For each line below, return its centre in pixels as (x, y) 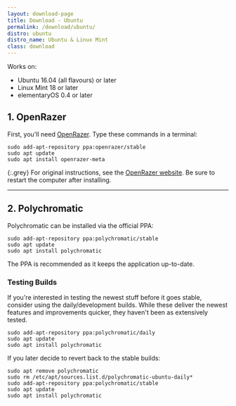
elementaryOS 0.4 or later (55, 95)
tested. (18, 319)
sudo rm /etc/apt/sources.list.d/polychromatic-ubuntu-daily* (100, 377)
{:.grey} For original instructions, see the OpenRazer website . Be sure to (111, 172)
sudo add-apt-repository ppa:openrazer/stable (77, 147)
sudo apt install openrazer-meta (56, 159)
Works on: (22, 66)
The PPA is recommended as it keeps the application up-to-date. (101, 264)
